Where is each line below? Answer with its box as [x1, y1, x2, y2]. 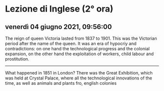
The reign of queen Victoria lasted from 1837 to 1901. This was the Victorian [5, 35, 157, 41]
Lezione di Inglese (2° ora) [5, 3, 114, 15]
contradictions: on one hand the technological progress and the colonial [5, 46, 150, 51]
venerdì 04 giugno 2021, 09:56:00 [5, 23, 112, 31]
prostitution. [5, 56, 29, 61]
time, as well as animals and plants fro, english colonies [5, 80, 117, 86]
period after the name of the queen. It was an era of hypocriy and [5, 41, 137, 46]
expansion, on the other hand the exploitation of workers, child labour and [5, 51, 154, 57]
